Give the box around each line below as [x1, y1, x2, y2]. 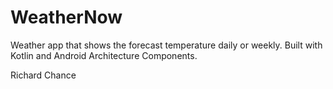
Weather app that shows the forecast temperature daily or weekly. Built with [10, 39, 323, 51]
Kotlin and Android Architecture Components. [10, 49, 198, 61]
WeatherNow [10, 6, 123, 29]
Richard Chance [10, 69, 77, 81]
